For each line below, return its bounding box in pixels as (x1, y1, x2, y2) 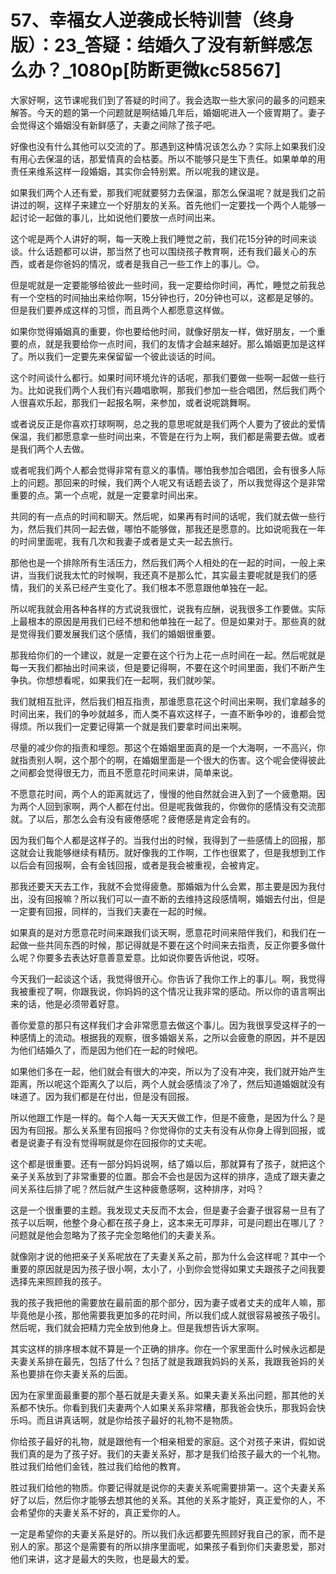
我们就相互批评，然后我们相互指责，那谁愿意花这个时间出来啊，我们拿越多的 (10, 695, 326, 707)
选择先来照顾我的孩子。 (10, 1275, 107, 1287)
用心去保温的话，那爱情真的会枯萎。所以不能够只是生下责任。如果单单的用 (18, 152, 326, 165)
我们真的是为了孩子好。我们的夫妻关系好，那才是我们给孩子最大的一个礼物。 (10, 1447, 326, 1460)
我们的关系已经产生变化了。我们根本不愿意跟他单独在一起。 (27, 581, 273, 593)
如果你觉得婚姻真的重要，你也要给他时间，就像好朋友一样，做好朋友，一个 (10, 325, 317, 337)
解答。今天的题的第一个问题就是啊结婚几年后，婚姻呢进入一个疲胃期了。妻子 (10, 106, 326, 118)
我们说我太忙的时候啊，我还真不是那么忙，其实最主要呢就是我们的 (36, 569, 308, 581)
